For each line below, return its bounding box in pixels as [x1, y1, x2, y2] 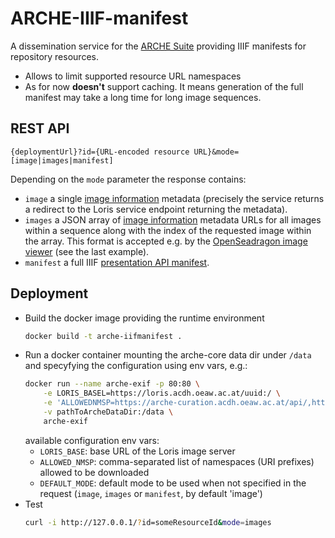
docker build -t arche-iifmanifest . [24, 331, 183, 341]
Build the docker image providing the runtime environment [24, 312, 265, 324]
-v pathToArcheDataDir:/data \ [43, 407, 174, 417]
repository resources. [10, 50, 99, 62]
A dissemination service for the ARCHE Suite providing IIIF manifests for [10, 40, 307, 52]
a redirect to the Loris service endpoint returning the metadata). [24, 203, 288, 215]
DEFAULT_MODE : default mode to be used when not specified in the [39, 477, 307, 489]
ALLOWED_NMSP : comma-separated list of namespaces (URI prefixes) [39, 455, 315, 467]
